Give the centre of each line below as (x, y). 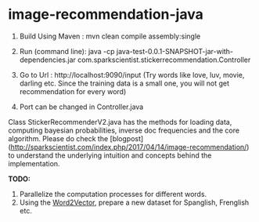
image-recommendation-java (106, 15)
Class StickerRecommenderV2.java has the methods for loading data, (120, 122)
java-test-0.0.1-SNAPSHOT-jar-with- (174, 51)
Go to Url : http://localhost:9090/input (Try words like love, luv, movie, (132, 75)
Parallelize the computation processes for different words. (113, 194)
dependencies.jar (48, 60)
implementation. (34, 163)
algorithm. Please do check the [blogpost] (76, 138)
